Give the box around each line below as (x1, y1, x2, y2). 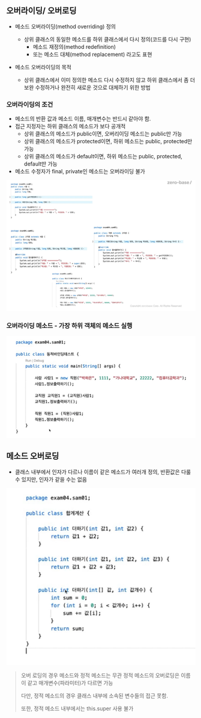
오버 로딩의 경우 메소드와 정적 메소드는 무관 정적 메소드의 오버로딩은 (20, 672, 180, 679)
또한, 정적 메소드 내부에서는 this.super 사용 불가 (20, 705, 134, 712)
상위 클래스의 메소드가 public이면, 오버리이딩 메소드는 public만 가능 (23, 130, 182, 137)
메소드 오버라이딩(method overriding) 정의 (14, 23, 116, 30)
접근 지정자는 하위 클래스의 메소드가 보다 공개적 (14, 123, 126, 130)
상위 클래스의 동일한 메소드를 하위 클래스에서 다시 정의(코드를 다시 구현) (23, 36, 191, 43)
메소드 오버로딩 (6, 451, 59, 462)
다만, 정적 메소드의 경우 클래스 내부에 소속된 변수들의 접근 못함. (20, 692, 169, 699)
